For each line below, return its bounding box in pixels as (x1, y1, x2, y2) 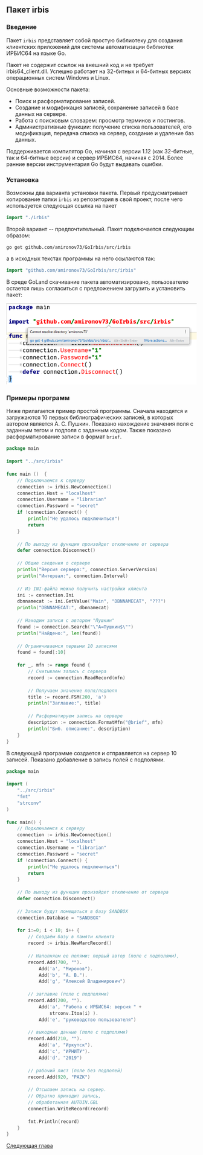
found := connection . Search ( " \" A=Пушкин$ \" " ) (17, 624, 134, 630)
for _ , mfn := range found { (17, 662, 91, 668)
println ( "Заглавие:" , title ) (28, 700, 101, 706)
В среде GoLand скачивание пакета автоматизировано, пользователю (6, 278, 189, 286)
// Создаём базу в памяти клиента (28, 934, 115, 940)
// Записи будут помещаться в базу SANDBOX (17, 908, 129, 914)
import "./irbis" (6, 214, 50, 220)
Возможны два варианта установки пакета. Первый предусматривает (6, 189, 188, 196)
